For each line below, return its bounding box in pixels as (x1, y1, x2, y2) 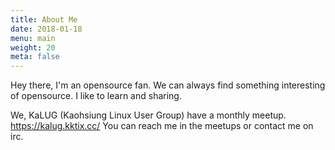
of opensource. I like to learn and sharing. (10, 90, 182, 102)
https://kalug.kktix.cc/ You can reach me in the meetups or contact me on (10, 120, 314, 132)
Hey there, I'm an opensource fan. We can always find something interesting (10, 79, 326, 91)
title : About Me (10, 14, 78, 25)
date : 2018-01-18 (10, 24, 83, 34)
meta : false (10, 52, 60, 62)
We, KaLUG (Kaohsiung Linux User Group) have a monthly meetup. (10, 109, 287, 121)
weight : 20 (10, 42, 56, 53)
